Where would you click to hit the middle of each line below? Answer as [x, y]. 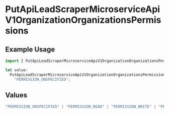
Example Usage [30, 49]
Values [16, 95]
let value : [17, 70]
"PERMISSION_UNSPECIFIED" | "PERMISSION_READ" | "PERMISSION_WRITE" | [81, 107]
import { [14, 61]
